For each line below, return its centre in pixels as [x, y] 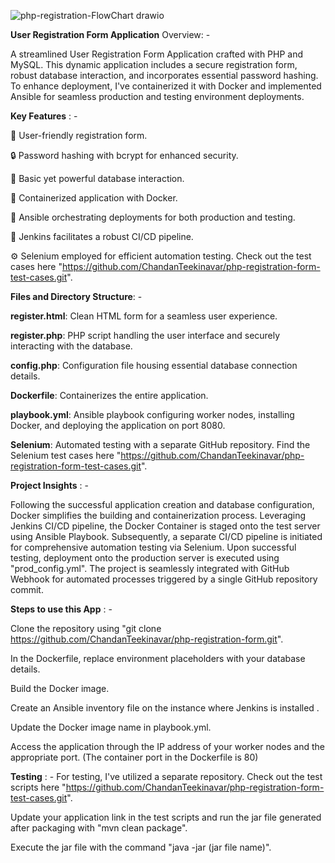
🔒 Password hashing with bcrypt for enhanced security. [124, 155]
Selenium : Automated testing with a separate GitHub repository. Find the [160, 444]
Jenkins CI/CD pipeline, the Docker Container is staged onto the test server [165, 526]
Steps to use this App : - [61, 609]
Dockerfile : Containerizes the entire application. [109, 395]
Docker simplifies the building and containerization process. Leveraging [158, 515]
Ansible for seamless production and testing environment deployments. [157, 96]
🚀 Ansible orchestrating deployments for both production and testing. [153, 217]
